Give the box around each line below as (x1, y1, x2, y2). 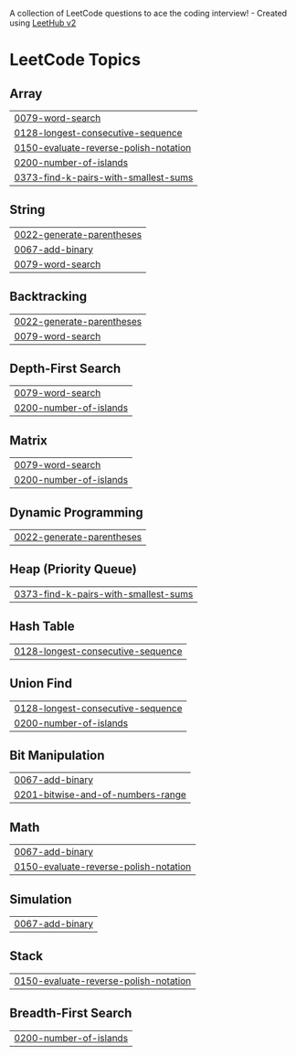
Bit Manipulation (9, 747, 105, 763)
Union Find (9, 676, 73, 691)
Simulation (9, 891, 72, 907)
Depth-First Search (9, 361, 122, 377)
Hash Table (9, 619, 75, 635)
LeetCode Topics (9, 49, 142, 70)
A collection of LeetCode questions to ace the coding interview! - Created (9, 8, 288, 18)
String (9, 202, 46, 218)
